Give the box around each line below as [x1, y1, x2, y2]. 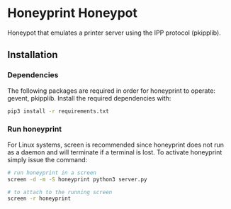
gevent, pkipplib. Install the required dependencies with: [7, 94, 171, 102]
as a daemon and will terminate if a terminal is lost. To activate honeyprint [7, 147, 222, 157]
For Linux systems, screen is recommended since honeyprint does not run [7, 140, 225, 149]
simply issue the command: [7, 155, 88, 164]
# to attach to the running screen [7, 188, 113, 196]
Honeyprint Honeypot [7, 5, 138, 21]
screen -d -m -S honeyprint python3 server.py [7, 176, 147, 183]
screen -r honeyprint [7, 195, 72, 203]
